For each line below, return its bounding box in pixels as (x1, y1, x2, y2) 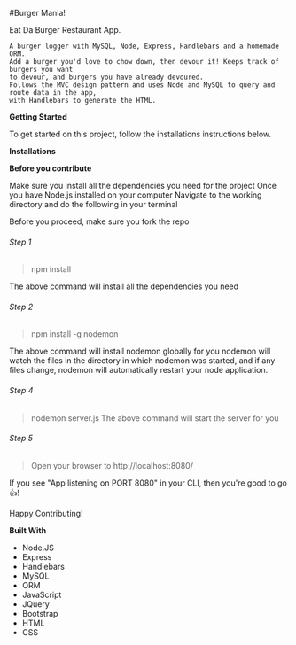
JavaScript (21, 589, 62, 600)
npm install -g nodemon (30, 329, 119, 339)
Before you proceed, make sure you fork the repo (9, 216, 190, 227)
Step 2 (9, 301, 34, 312)
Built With (9, 525, 47, 535)
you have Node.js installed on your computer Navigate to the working (9, 190, 262, 200)
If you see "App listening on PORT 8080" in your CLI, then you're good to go (9, 478, 288, 488)
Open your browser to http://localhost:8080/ (30, 460, 193, 470)
